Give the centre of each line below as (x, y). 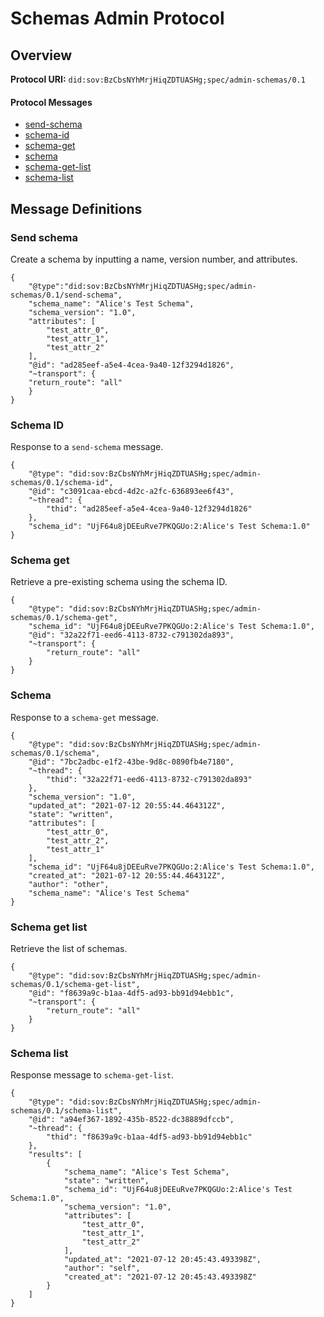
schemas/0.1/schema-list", (66, 1111)
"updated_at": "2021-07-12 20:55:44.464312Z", (127, 805)
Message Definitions (76, 208)
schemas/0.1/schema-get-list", (75, 985)
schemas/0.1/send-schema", (66, 295)
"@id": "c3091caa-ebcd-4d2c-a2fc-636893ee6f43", (131, 492)
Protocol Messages (51, 102)
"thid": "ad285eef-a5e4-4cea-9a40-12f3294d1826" (149, 509)
